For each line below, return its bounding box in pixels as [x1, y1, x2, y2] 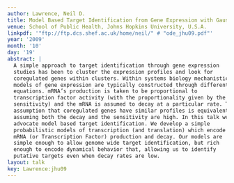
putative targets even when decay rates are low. [13, 152, 160, 160]
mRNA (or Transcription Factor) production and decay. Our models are [13, 133, 223, 140]
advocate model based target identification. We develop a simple [13, 120, 210, 127]
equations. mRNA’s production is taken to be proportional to [13, 88, 198, 95]
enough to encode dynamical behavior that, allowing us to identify [13, 146, 217, 153]
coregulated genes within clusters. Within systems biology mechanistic [13, 74, 229, 82]
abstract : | [7, 56, 42, 63]
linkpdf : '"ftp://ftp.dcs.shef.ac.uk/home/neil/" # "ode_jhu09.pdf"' [7, 29, 214, 37]
